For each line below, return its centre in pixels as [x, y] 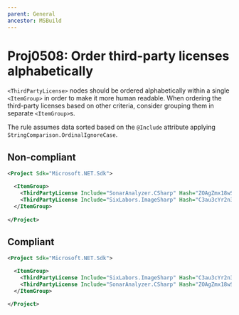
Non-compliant [42, 157]
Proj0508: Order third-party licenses [118, 56]
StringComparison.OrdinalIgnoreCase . [63, 135]
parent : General [31, 14]
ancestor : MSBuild [34, 21]
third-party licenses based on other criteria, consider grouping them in [111, 106]
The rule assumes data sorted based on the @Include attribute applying [111, 127]
